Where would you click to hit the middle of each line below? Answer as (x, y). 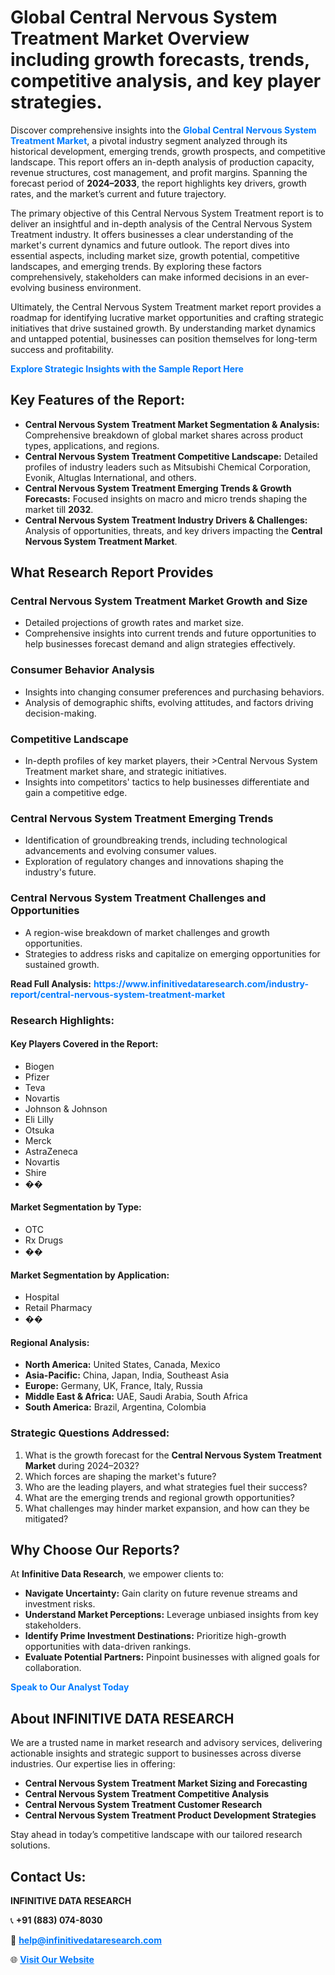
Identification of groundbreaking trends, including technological (156, 840)
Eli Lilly (39, 1119)
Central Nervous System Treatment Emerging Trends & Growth (158, 488)
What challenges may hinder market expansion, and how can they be (167, 1508)
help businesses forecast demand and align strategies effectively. (160, 644)
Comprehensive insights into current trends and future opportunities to (170, 633)
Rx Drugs (44, 1240)
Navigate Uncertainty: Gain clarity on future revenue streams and (161, 1593)
